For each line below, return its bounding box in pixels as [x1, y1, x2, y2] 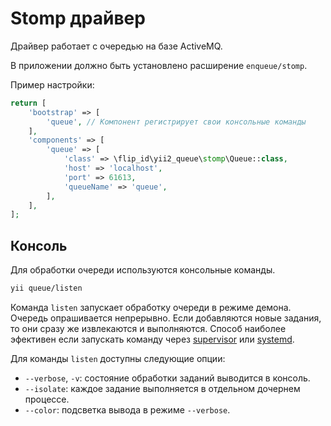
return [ [10, 98, 47, 108]
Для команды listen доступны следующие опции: [10, 353, 226, 364]
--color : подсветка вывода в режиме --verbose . [24, 404, 231, 416]
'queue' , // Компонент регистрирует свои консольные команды [46, 117, 307, 127]
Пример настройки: [10, 78, 95, 91]
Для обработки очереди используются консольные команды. [10, 264, 276, 276]
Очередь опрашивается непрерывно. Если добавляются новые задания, [10, 312, 322, 324]
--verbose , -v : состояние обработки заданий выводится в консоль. [24, 372, 311, 384]
